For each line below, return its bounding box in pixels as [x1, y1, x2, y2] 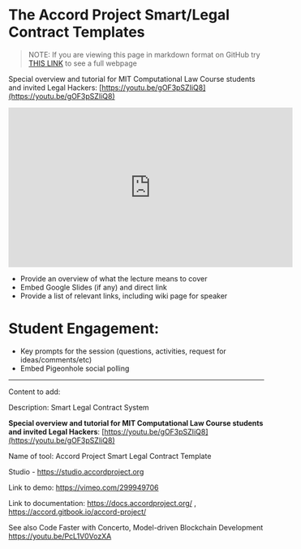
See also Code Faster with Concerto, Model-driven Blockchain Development [8, 522, 264, 532]
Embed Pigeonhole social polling [19, 363, 130, 373]
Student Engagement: [8, 320, 160, 338]
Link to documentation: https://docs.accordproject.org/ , [8, 498, 197, 508]
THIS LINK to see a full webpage [28, 58, 138, 68]
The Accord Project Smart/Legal [8, 6, 230, 24]
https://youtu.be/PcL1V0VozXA [8, 531, 112, 541]
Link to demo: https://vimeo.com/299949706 [8, 483, 159, 492]
